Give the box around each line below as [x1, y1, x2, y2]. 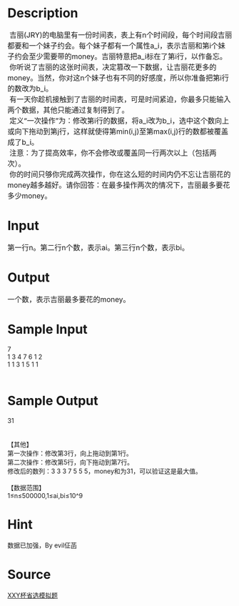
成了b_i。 [7, 137, 39, 147]
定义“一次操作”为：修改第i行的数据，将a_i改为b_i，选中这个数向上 [9, 116, 230, 126]
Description [7, 5, 78, 21]
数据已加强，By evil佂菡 [7, 541, 77, 550]
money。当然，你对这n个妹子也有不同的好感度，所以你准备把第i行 [7, 73, 230, 83]
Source [7, 566, 51, 582]
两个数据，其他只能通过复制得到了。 [7, 105, 130, 115]
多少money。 [7, 191, 52, 201]
